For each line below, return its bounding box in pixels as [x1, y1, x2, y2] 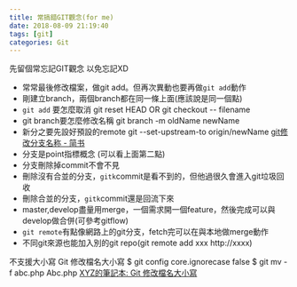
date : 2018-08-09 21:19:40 [9, 21, 109, 30]
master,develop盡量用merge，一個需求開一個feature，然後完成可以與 [21, 204, 277, 215]
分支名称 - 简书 [29, 138, 86, 148]
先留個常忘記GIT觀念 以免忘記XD [9, 63, 129, 74]
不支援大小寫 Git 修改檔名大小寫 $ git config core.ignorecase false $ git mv [9, 257, 282, 267]
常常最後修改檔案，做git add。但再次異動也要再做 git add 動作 [21, 82, 246, 93]
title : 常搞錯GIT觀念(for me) [9, 12, 114, 22]
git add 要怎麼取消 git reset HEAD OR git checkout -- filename [21, 104, 251, 116]
